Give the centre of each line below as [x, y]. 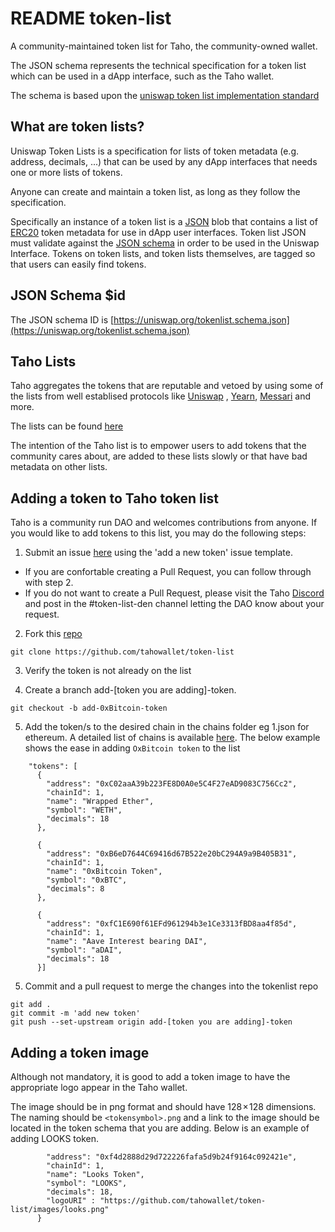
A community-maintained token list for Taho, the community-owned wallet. [164, 46]
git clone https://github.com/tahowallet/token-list [122, 652]
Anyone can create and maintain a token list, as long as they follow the [155, 191]
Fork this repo [53, 634]
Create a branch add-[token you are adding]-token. [130, 690]
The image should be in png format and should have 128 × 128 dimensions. [163, 1106]
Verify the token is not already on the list [108, 671]
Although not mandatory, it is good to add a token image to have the [150, 1076]
